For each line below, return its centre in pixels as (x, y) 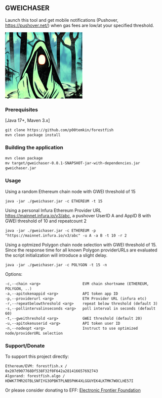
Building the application (34, 148)
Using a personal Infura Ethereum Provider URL (53, 210)
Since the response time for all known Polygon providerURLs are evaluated (81, 250)
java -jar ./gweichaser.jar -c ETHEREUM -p (51, 230)
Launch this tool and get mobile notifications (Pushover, (62, 20)
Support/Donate (25, 346)
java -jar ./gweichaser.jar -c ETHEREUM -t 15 (54, 201)
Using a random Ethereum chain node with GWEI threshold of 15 (70, 191)
